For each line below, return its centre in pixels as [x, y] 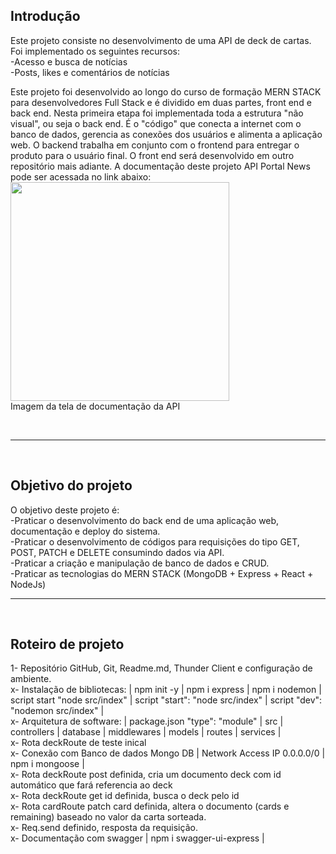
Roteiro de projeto [67, 644]
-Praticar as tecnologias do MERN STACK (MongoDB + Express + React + [162, 573]
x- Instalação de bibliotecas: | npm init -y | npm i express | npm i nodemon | [166, 690]
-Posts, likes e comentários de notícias [90, 72]
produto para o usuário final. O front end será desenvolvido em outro [152, 155]
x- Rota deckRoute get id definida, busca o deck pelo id [125, 796]
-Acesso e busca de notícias [69, 61]
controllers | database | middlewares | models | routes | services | [146, 732]
